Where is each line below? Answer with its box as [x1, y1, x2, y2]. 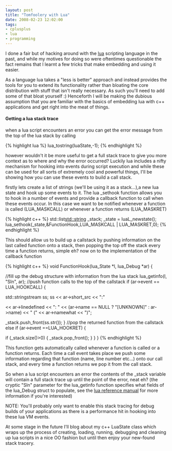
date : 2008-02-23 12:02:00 [5, 17, 63, 22]
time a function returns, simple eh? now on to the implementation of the [5, 248, 157, 254]
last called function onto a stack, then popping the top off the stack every [5, 242, 161, 249]
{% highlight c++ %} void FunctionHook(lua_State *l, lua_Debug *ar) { [5, 263, 153, 270]
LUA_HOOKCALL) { [5, 284, 46, 290]
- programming [5, 36, 36, 42]
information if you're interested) [5, 393, 73, 399]
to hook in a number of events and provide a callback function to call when [5, 195, 163, 201]
